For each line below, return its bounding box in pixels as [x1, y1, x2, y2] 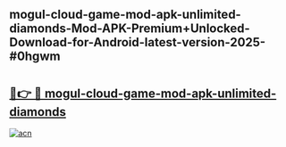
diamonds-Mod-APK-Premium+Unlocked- [9, 21, 250, 37]
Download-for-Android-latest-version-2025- [9, 35, 266, 50]
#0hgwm [9, 49, 61, 64]
